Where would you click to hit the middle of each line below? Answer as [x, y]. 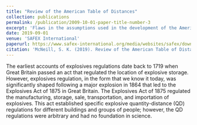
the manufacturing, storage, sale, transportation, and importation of [88, 97]
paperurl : [18, 44]
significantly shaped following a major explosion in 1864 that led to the [91, 85]
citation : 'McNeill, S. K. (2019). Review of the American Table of [91, 50]
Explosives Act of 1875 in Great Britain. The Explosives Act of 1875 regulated [98, 91]
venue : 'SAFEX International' [43, 39]
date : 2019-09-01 [27, 33]
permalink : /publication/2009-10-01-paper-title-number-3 [78, 22]
